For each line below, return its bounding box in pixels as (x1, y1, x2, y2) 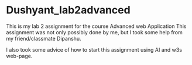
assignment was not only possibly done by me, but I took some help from (6, 28, 183, 35)
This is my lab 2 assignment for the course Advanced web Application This (6, 23, 187, 30)
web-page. (6, 52, 33, 59)
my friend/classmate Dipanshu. (6, 35, 81, 42)
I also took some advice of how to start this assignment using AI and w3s (6, 46, 183, 53)
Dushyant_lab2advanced (6, 3, 131, 17)
